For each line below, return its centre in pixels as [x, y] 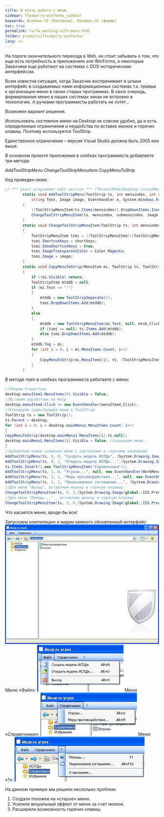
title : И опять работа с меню [36, 10]
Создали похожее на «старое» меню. [51, 798]
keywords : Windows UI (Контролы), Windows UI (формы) [61, 21]
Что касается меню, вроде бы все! [41, 512]
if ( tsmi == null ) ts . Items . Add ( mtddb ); [82, 329]
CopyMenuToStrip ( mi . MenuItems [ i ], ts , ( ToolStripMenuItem [100, 360]
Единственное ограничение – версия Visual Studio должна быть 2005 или [82, 141]
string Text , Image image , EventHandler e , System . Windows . [93, 199]
